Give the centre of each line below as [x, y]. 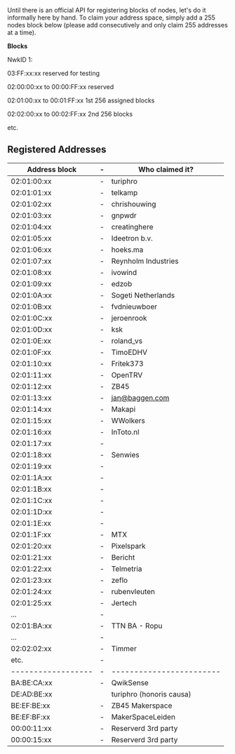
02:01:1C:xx [32, 500]
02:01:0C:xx [32, 318]
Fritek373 [127, 363]
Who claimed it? [166, 169]
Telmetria [127, 569]
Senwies [125, 455]
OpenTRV [127, 375]
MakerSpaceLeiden [143, 717]
